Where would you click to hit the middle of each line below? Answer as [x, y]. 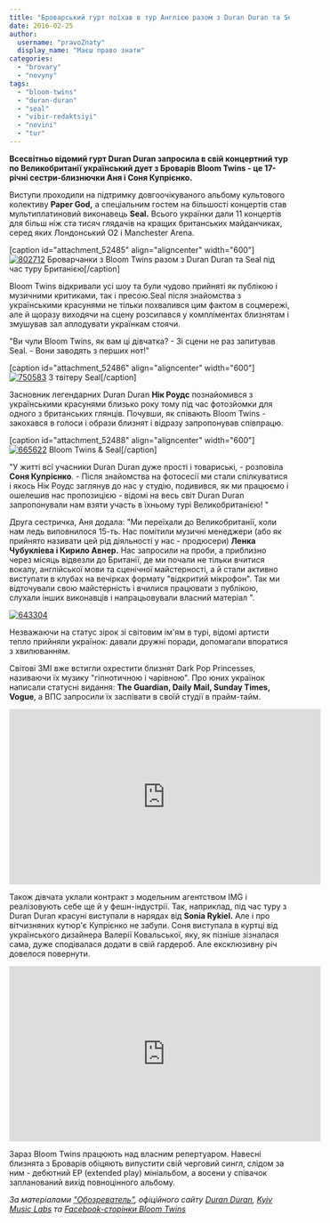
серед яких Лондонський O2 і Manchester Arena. [102, 232]
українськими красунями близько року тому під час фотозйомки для [141, 404]
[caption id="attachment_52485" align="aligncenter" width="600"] [132, 249]
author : [24, 34]
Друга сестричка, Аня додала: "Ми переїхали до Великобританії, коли [143, 522]
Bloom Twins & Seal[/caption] [103, 450]
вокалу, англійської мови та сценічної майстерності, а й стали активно [144, 569]
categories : [31, 59]
